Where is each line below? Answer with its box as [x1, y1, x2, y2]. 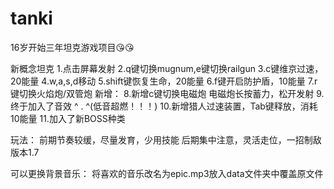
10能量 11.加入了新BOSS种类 [10, 112, 126, 124]
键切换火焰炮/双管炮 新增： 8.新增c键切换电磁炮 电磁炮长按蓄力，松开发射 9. [10, 87, 325, 99]
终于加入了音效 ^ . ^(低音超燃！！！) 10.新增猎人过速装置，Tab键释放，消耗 [10, 100, 318, 112]
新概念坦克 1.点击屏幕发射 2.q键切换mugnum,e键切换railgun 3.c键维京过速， [10, 62, 324, 74]
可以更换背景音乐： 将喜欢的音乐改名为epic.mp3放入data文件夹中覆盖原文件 [10, 167, 324, 179]
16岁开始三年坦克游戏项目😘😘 [10, 41, 135, 53]
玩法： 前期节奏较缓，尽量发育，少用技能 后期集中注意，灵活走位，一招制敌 [10, 133, 322, 146]
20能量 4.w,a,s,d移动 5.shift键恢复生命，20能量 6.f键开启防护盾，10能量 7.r [10, 75, 318, 87]
